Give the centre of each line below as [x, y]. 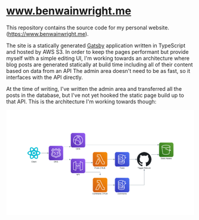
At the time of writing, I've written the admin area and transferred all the [94, 88]
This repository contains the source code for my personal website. [88, 27]
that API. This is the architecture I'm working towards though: [81, 101]
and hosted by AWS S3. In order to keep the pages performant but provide [97, 51]
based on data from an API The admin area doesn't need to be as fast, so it [98, 71]
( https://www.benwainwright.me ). [48, 33]
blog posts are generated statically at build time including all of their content [99, 65]
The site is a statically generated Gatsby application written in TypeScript [96, 45]
